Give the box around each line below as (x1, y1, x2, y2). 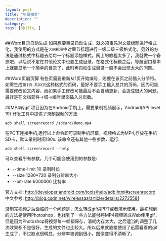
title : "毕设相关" (5, 12, 41, 17)
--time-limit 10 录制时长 (12, 166, 60, 172)
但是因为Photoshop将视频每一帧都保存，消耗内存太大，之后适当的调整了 (5, 218, 153, 224)
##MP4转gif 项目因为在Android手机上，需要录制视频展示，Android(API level (5, 105, 161, 111)
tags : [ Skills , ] (5, 26, 41, 31)
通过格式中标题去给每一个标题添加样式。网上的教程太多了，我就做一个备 (13, 53, 161, 59)
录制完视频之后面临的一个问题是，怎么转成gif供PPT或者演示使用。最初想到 (5, 206, 158, 212)
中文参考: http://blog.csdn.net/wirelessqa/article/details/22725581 (5, 195, 140, 201)
